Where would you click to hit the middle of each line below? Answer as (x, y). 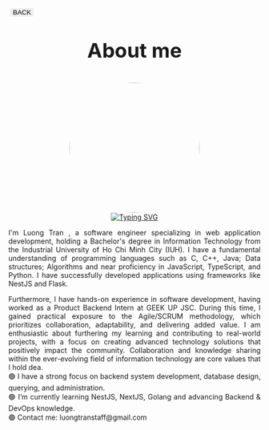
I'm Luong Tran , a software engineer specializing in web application (134, 233)
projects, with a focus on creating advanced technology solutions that (134, 342)
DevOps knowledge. (42, 408)
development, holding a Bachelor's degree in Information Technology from (134, 241)
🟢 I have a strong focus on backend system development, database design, (134, 376)
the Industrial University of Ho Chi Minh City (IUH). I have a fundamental (134, 249)
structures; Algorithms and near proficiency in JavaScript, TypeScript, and (134, 267)
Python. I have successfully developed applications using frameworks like (134, 275)
